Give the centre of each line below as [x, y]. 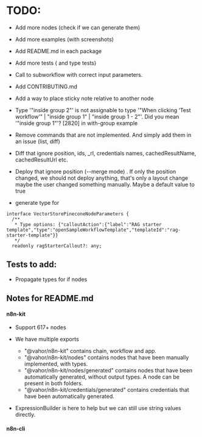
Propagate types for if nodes [51, 279]
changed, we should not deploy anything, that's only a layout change [102, 178]
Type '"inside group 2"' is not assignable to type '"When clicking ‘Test [103, 110]
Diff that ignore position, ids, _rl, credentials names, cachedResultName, [106, 153]
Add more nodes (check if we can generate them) [78, 27]
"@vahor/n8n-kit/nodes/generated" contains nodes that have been [108, 371]
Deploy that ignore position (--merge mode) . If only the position [96, 171]
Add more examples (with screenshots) [64, 39]
